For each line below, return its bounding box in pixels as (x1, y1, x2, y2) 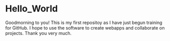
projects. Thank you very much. (5, 30, 72, 36)
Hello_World (5, 3, 58, 14)
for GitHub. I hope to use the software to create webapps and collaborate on (5, 24, 165, 30)
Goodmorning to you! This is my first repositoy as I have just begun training (5, 19, 162, 25)
